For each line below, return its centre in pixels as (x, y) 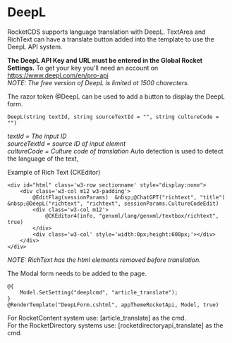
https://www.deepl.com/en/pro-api (58, 75)
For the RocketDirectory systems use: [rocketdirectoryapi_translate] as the (115, 325)
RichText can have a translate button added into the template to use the (111, 39)
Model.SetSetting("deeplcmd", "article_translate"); (99, 292)
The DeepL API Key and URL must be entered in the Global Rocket (105, 60)
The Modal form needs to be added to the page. (77, 273)
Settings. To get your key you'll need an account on (83, 68)
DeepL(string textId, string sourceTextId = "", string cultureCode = (113, 117)
